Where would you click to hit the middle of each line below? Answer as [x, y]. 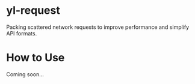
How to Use [36, 58]
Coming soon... [25, 74]
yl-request [33, 10]
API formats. [22, 33]
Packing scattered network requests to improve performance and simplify [98, 27]
